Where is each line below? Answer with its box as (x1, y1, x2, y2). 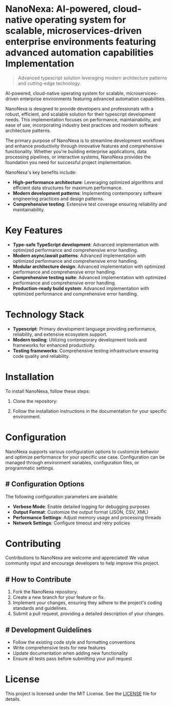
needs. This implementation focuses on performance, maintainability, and (5, 116, 161, 122)
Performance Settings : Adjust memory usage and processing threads (12, 514, 162, 520)
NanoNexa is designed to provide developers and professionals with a (5, 105, 154, 112)
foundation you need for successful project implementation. (5, 159, 132, 165)
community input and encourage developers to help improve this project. (5, 560, 160, 566)
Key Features (5, 225, 63, 237)
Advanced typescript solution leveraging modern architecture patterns (17, 75, 167, 81)
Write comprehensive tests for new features (12, 645, 106, 651)
